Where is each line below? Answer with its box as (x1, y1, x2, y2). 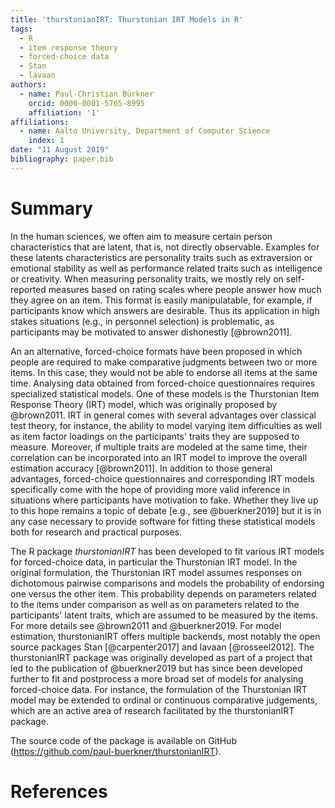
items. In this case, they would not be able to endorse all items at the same (10, 366, 318, 378)
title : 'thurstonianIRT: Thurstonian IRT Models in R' (10, 14, 244, 25)
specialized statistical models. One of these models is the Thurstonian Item (10, 387, 320, 400)
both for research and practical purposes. (10, 526, 183, 538)
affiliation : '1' (28, 107, 101, 118)
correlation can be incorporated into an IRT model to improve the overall (10, 451, 308, 463)
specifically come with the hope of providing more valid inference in (10, 483, 291, 495)
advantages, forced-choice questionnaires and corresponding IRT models (10, 472, 315, 485)
